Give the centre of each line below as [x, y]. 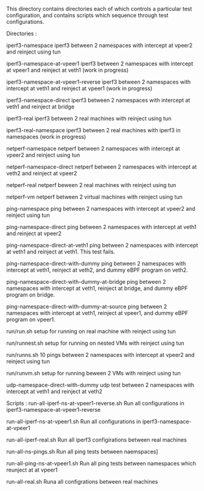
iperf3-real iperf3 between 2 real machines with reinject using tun [89, 118]
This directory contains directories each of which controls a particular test [99, 9]
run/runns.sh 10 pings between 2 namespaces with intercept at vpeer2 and [100, 355]
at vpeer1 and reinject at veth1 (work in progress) [68, 70]
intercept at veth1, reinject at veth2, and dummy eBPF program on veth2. [97, 270]
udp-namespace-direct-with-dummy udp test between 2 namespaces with [100, 385]
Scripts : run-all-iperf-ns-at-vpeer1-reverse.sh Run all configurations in [95, 403]
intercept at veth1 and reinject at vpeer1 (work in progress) [79, 88]
